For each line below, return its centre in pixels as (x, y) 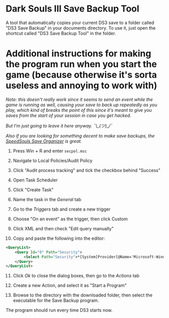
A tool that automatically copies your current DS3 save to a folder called (80, 23)
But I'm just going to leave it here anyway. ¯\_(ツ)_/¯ (59, 125)
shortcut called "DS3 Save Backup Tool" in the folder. (61, 33)
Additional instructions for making (78, 54)
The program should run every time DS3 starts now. (59, 310)
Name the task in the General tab (47, 199)
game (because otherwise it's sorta (81, 75)
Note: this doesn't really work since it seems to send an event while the (79, 99)
